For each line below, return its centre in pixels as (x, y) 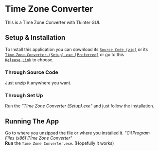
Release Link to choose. (29, 60)
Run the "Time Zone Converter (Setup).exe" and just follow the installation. (80, 106)
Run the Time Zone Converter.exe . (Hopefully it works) (60, 143)
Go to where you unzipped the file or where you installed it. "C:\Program (77, 133)
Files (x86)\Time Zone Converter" (39, 138)
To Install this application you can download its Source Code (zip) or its (77, 49)
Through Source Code (32, 72)
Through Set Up (24, 95)
